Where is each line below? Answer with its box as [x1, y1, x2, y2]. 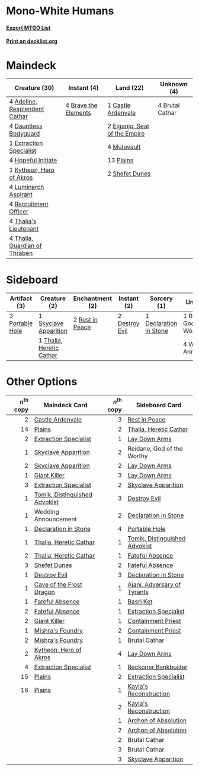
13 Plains [107, 156, 134, 165]
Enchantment [73, 294, 113, 303]
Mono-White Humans [6, 4, 114, 18]
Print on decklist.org [6, 37, 57, 45]
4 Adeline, [9, 97, 37, 106]
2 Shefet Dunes [107, 169, 151, 178]
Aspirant [9, 190, 33, 199]
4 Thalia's [9, 217, 37, 225]
